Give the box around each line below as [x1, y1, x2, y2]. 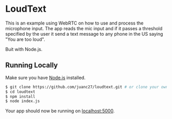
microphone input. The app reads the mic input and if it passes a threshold [5, 25, 163, 31]
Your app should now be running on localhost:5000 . [5, 108, 115, 114]
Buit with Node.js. [5, 46, 42, 52]
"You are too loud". [5, 36, 45, 42]
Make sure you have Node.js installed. [5, 75, 86, 81]
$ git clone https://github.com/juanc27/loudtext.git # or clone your [5, 84, 159, 89]
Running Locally [5, 61, 58, 69]
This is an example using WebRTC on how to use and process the [5, 20, 144, 26]
